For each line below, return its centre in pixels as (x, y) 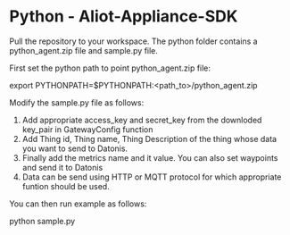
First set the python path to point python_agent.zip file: (110, 68)
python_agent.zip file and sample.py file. (84, 50)
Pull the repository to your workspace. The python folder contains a (133, 41)
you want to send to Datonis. (75, 148)
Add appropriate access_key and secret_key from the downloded (142, 120)
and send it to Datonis (62, 167)
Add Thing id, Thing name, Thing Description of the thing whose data (149, 138)
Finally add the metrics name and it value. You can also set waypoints (150, 157)
